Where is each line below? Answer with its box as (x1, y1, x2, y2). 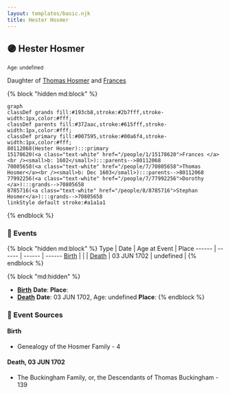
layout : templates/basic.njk (7, 10, 91, 17)
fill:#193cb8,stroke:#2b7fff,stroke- (56, 109, 165, 116)
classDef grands (7, 109, 54, 116)
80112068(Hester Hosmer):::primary (7, 145, 109, 152)
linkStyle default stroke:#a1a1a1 (7, 199, 106, 206)
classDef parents (7, 121, 57, 128)
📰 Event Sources (7, 310, 63, 320)
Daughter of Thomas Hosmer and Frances (7, 76, 126, 85)
